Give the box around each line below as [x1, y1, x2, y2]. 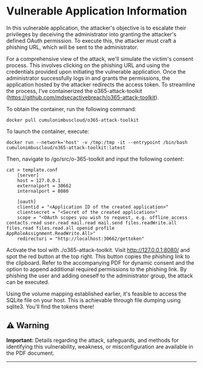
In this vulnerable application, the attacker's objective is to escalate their [6, 24, 187, 31]
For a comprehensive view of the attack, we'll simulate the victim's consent [6, 55, 193, 62]
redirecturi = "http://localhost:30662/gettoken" [17, 236, 145, 242]
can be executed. [6, 278, 50, 285]
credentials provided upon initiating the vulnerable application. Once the [6, 68, 186, 75]
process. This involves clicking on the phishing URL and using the [6, 62, 170, 69]
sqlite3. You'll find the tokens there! [6, 303, 95, 310]
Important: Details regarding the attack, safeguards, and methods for [6, 337, 179, 344]
